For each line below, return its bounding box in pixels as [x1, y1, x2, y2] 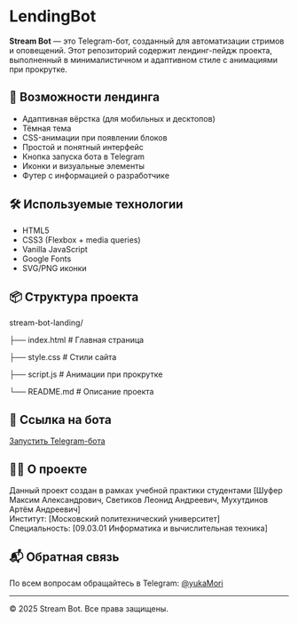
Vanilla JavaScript [21, 244, 89, 254]
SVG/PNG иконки [21, 262, 87, 273]
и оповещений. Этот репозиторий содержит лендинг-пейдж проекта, [9, 44, 273, 55]
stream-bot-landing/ [9, 317, 83, 328]
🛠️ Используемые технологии [9, 197, 184, 212]
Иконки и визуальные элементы [21, 160, 145, 171]
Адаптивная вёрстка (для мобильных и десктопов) [21, 113, 216, 124]
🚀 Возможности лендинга [9, 90, 160, 105]
